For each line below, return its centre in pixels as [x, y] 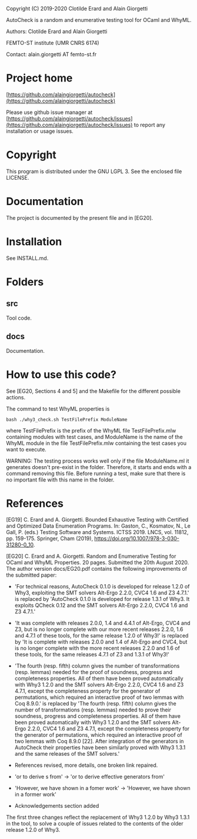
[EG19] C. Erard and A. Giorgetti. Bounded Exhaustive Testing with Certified [97, 520]
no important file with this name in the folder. [60, 479]
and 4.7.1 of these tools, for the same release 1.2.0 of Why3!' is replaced [101, 636]
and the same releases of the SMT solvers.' [67, 754]
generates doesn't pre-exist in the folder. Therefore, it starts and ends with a [99, 467]
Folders [25, 282]
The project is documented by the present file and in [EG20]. [80, 217]
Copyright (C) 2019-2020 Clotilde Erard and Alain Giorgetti [77, 9]
